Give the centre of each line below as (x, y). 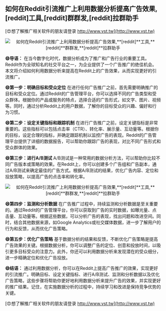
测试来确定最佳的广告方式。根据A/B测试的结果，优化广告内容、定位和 (88, 170)
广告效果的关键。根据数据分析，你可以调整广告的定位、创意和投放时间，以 (81, 245)
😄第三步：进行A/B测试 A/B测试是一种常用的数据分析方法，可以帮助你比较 (81, 158)
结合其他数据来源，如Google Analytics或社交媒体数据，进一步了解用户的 (87, 222)
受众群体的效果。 (22, 147)
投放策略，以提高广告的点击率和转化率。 (46, 176)
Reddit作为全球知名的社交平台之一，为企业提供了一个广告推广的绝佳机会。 (81, 64)
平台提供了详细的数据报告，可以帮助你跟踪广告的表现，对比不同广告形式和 (85, 141)
